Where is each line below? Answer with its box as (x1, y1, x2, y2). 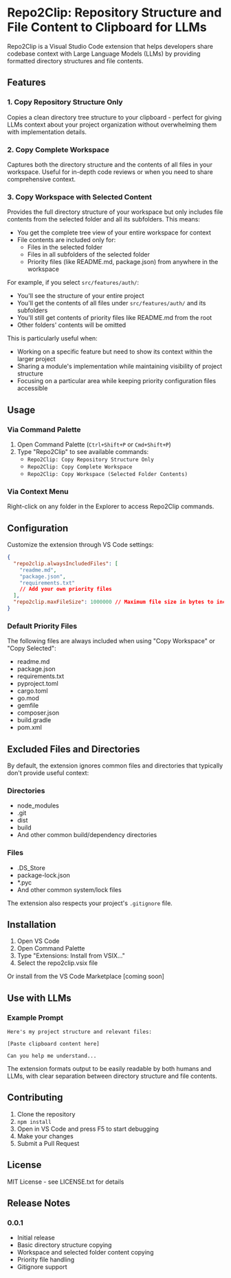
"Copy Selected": (7, 645, 56, 653)
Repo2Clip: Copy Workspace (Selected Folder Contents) (27, 470, 188, 477)
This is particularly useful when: (7, 334, 98, 343)
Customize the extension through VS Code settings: (7, 541, 154, 549)
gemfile (16, 702, 39, 710)
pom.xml (16, 724, 43, 732)
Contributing (7, 1092, 63, 1103)
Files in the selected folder (27, 243, 103, 252)
